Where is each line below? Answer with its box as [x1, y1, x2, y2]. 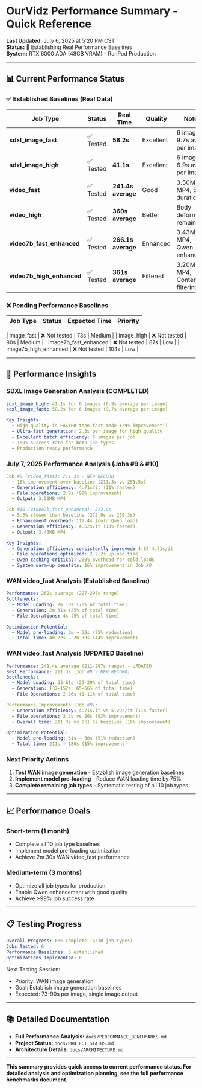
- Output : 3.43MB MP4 [11, 529, 66, 535]
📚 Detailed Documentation [6, 1014, 110, 1024]
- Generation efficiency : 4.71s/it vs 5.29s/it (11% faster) [11, 708, 168, 714]
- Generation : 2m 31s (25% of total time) [11, 607, 120, 613]
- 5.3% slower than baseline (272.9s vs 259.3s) [11, 512, 136, 519]
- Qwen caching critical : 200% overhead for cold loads [11, 557, 155, 563]
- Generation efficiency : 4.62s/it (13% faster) [11, 523, 136, 530]
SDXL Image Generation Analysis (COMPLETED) [6, 387, 149, 395]
